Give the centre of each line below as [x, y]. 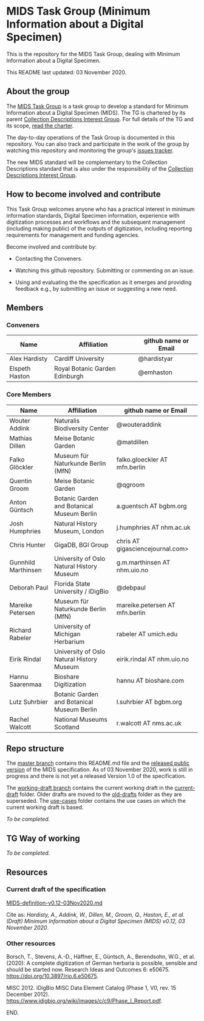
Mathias [21, 438]
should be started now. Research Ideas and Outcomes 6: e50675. [88, 970]
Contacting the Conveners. [49, 258]
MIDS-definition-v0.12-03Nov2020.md [55, 903]
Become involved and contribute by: [52, 247]
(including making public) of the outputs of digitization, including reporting [99, 228]
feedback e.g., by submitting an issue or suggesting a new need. [96, 288]
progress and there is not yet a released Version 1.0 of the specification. [96, 776]
